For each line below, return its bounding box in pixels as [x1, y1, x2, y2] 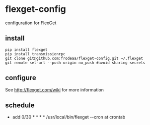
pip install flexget [5, 47, 48, 52]
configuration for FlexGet [5, 20, 57, 26]
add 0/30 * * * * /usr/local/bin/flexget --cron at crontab [12, 114, 126, 120]
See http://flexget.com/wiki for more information [5, 86, 104, 92]
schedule [5, 101, 35, 109]
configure [5, 74, 36, 82]
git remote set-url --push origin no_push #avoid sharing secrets [5, 60, 146, 65]
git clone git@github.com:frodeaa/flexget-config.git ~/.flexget [5, 56, 143, 61]
